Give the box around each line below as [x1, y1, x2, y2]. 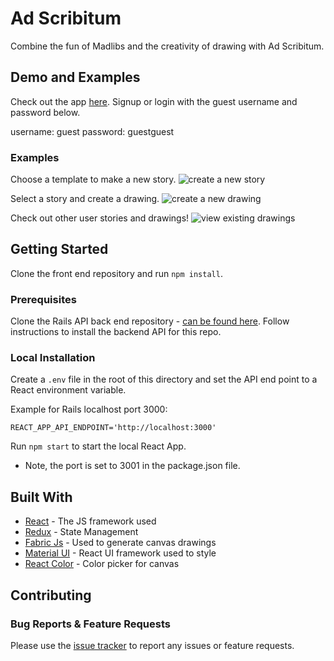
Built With [10, 488, 73, 506]
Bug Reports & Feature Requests [10, 617, 171, 631]
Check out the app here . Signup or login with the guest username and [10, 95, 298, 107]
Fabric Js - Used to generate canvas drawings [24, 537, 217, 549]
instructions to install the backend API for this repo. [10, 326, 222, 338]
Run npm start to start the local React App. [10, 440, 187, 452]
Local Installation [10, 351, 96, 365]
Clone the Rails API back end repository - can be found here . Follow [10, 315, 290, 327]
